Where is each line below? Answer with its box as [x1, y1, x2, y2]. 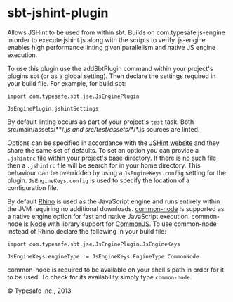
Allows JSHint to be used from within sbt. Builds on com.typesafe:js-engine [7, 28, 226, 37]
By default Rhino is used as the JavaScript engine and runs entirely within [7, 197, 220, 206]
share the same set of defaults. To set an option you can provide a [7, 146, 199, 154]
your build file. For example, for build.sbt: [7, 79, 126, 87]
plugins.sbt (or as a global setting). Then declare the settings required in [7, 72, 216, 80]
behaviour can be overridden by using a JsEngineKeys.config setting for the [7, 168, 227, 177]
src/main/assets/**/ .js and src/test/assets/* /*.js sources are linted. [7, 125, 200, 133]
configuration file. [7, 183, 58, 191]
